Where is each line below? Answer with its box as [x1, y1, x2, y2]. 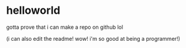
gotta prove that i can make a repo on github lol [6, 23, 124, 31]
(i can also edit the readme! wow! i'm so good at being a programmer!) [6, 35, 181, 42]
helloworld [6, 4, 61, 17]
